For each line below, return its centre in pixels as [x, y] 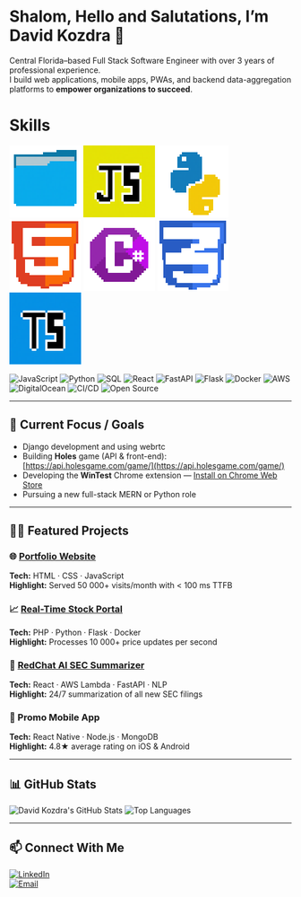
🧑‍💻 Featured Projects [69, 531]
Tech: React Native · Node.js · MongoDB [84, 737]
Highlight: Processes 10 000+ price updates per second [113, 642]
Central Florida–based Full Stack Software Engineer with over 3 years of [142, 60]
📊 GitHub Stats [53, 784]
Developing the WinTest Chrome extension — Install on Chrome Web [150, 475]
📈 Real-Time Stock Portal [66, 610]
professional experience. [55, 70]
